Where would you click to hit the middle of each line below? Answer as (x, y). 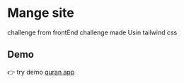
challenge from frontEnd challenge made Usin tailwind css (92, 32)
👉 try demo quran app (41, 72)
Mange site (41, 13)
